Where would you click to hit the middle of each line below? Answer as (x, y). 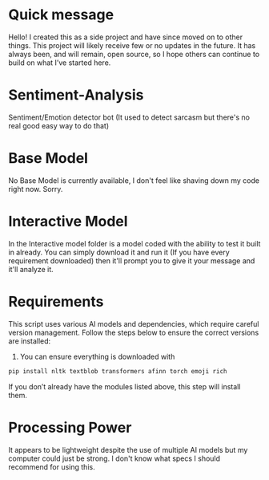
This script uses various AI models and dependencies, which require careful (134, 323)
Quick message (61, 15)
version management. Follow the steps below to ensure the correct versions (134, 332)
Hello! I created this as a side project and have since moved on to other (125, 37)
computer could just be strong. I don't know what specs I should (114, 458)
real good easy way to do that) (59, 125)
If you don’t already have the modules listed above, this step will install (124, 386)
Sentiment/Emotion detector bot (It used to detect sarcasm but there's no (129, 117)
